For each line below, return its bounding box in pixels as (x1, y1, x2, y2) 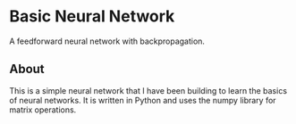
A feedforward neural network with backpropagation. (9, 36, 206, 46)
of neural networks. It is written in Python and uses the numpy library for (9, 95, 276, 105)
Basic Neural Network (9, 6, 175, 27)
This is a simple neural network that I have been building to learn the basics (9, 85, 288, 95)
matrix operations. (9, 104, 77, 115)
